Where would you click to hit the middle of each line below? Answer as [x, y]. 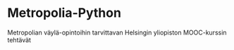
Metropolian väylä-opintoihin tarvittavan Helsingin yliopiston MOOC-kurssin [117, 32]
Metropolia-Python [64, 13]
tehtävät [19, 39]
